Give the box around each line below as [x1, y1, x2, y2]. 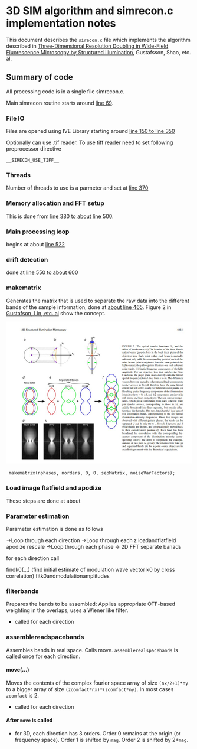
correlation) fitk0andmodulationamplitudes [6, 572, 110, 579]
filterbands [6, 587, 39, 595]
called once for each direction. [6, 653, 81, 660]
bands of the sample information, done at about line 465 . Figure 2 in [6, 303, 172, 311]
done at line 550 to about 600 [6, 269, 78, 276]
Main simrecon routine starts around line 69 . [6, 99, 114, 106]
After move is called [6, 717, 53, 724]
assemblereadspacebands [6, 633, 84, 641]
